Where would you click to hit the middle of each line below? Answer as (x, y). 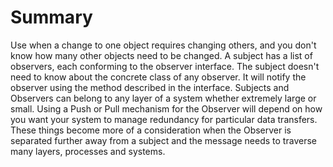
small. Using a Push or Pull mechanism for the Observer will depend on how (166, 108)
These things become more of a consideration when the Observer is (151, 130)
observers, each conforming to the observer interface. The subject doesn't (165, 66)
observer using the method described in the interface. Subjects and (150, 87)
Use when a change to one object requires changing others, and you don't (163, 45)
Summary (51, 17)
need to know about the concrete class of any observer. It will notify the (158, 77)
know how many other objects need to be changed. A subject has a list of (161, 55)
